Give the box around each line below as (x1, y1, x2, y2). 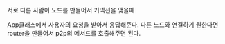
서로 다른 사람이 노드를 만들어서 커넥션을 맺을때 (7, 6, 135, 14)
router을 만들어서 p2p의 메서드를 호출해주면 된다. (7, 30, 141, 37)
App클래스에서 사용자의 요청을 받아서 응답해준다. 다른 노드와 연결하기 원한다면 (7, 21, 219, 29)
